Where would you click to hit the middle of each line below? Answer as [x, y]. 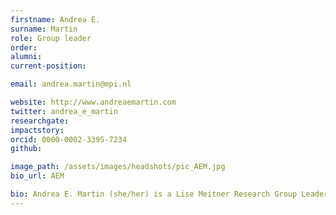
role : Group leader [51, 38]
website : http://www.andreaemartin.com [93, 102]
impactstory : [37, 130]
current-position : [48, 66]
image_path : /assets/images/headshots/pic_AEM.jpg [118, 167]
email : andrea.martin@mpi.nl [71, 84]
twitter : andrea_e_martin [64, 111]
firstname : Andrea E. [55, 19]
